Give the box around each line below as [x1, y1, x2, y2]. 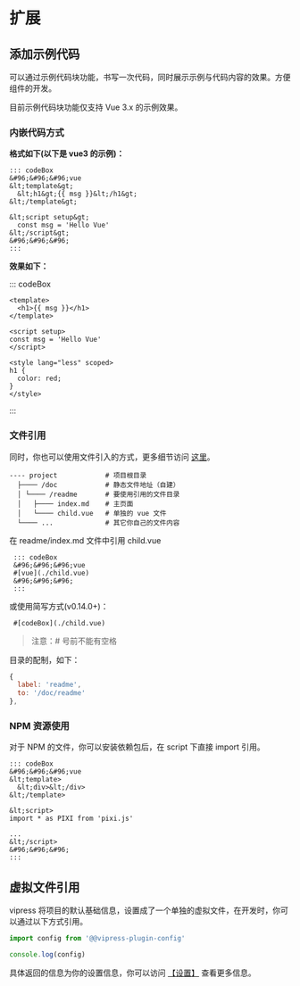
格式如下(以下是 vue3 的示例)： [9, 148, 125, 159]
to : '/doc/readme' [17, 689, 87, 698]
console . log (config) [9, 950, 87, 959]
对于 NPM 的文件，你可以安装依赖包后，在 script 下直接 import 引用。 [9, 742, 265, 752]
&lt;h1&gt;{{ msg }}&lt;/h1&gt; [17, 189, 138, 199]
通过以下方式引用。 [16, 916, 87, 927]
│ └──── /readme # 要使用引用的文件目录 [17, 490, 180, 499]
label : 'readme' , [17, 680, 82, 690]
